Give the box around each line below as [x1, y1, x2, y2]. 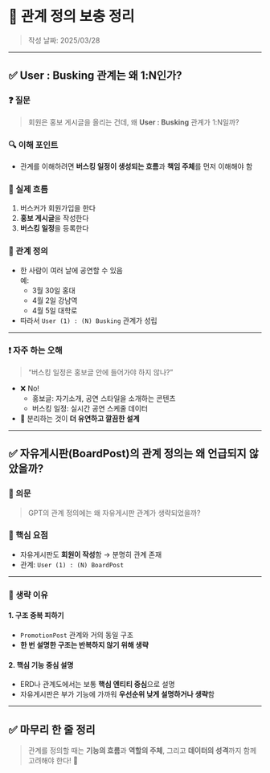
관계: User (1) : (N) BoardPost [19, 559, 125, 569]
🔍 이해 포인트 [8, 139, 59, 150]
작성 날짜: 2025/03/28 [27, 35, 100, 45]
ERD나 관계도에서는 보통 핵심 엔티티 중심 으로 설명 [19, 680, 175, 689]
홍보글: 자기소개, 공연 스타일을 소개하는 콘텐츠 [31, 393, 176, 403]
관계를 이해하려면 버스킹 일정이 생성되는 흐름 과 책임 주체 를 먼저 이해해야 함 [19, 162, 253, 171]
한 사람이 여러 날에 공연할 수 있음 [19, 265, 123, 275]
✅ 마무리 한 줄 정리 [8, 722, 96, 736]
